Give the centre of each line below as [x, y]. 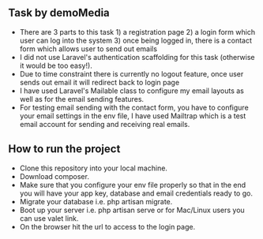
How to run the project [64, 149]
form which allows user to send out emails [88, 49]
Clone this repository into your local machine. [94, 168]
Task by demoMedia [59, 13]
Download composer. [54, 176]
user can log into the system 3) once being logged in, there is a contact [136, 40]
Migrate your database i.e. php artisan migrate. [96, 201]
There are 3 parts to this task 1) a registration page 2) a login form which [137, 32]
